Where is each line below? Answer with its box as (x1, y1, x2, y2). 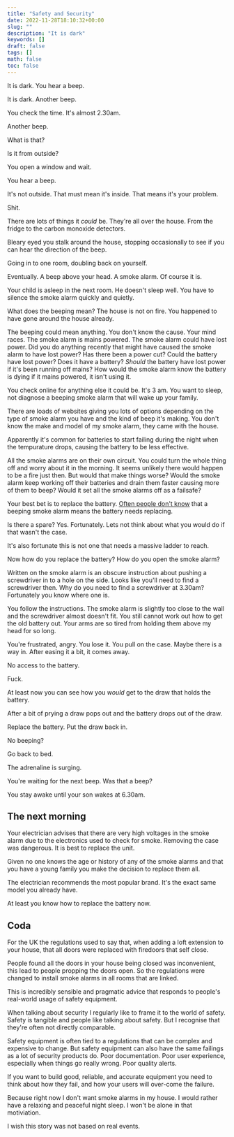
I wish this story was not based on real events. (7, 1122, 141, 1131)
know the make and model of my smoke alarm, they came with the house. (7, 421, 219, 430)
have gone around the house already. (7, 314, 115, 322)
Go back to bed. (7, 749, 54, 758)
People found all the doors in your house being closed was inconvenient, (7, 959, 216, 968)
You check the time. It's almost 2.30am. (7, 108, 121, 117)
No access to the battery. (7, 661, 80, 669)
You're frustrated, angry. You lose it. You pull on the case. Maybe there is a (7, 640, 222, 649)
